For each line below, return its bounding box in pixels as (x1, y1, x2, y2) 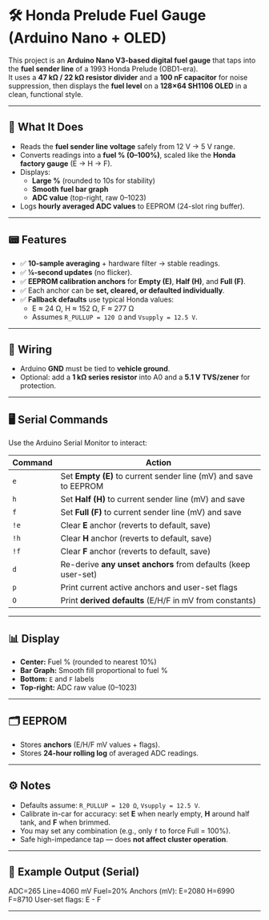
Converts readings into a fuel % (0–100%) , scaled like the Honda (19, 150, 236, 160)
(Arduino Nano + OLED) (8, 29, 167, 47)
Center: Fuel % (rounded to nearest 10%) (19, 657, 158, 667)
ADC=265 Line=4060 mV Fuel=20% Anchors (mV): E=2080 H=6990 (8, 886, 235, 896)
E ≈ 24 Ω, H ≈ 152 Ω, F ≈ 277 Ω (31, 303, 134, 313)
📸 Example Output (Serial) (8, 865, 140, 879)
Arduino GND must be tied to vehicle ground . (19, 364, 171, 374)
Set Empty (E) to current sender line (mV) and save (60, 471, 254, 482)
